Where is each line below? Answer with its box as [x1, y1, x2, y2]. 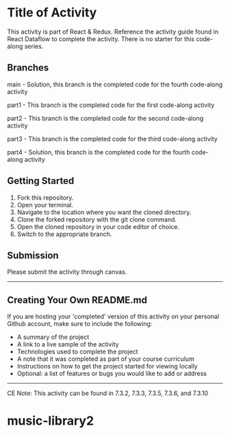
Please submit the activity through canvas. [7, 268, 127, 276]
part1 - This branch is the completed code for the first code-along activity [7, 101, 215, 109]
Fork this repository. [16, 193, 74, 202]
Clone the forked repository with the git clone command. [16, 215, 177, 224]
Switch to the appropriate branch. [16, 230, 112, 238]
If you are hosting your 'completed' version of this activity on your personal [7, 312, 220, 320]
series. [24, 42, 44, 50]
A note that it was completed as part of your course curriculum [16, 355, 195, 363]
